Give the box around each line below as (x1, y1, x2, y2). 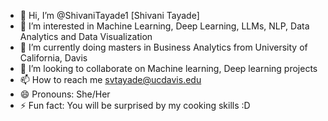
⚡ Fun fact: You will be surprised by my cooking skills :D (19, 100, 251, 111)
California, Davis (19, 52, 88, 64)
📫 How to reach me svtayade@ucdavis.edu (19, 74, 202, 85)
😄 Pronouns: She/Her (19, 88, 111, 100)
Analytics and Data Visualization (19, 31, 153, 42)
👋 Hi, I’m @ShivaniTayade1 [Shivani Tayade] (19, 10, 200, 21)
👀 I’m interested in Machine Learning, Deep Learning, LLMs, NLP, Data (19, 20, 310, 32)
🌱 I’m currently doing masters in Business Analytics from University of (19, 41, 308, 53)
